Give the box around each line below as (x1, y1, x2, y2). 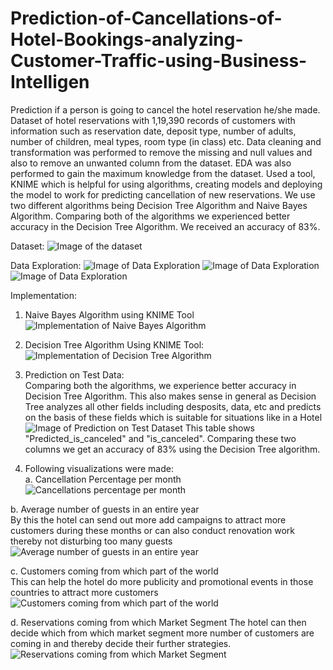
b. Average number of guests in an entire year (10, 503, 200, 515)
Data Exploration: (10, 259, 82, 271)
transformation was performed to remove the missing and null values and (10, 146, 313, 158)
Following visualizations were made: (24, 462, 174, 474)
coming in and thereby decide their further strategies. (10, 637, 232, 649)
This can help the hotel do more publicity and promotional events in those (10, 575, 314, 587)
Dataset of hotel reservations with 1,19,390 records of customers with (10, 114, 296, 126)
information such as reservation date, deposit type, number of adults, (10, 125, 297, 137)
